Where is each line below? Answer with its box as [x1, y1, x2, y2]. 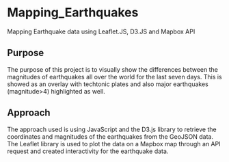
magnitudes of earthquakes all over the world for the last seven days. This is [7, 72, 222, 81]
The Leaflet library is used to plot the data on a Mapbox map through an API [7, 139, 221, 148]
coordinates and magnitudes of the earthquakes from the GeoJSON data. [7, 132, 214, 141]
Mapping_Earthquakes [7, 5, 139, 21]
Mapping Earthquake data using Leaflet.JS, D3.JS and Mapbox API [7, 27, 196, 36]
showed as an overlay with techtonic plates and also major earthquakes [7, 80, 208, 88]
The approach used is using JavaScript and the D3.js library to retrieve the [7, 125, 217, 133]
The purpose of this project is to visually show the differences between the [7, 65, 219, 73]
